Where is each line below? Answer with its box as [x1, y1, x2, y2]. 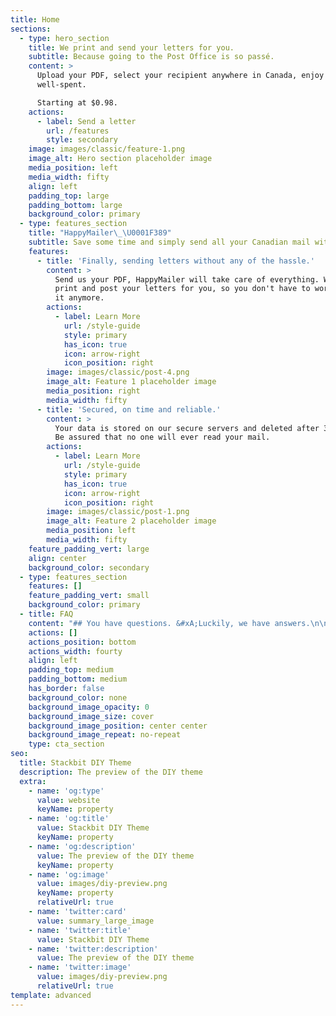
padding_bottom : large [28, 200, 123, 210]
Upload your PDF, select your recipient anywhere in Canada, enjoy [36, 71, 325, 81]
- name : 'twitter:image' [28, 962, 132, 973]
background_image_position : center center [28, 721, 208, 731]
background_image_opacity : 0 [28, 702, 150, 712]
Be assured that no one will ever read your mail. [54, 432, 271, 443]
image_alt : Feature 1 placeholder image [46, 377, 217, 387]
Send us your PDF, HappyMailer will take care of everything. [54, 274, 320, 285]
